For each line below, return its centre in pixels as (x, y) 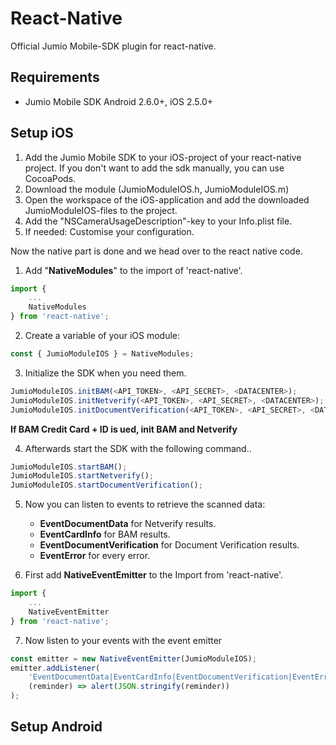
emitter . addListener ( (55, 668)
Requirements (55, 77)
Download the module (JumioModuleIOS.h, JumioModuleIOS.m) (157, 189)
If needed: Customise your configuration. (109, 231)
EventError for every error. (95, 556)
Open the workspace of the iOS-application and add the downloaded (167, 199)
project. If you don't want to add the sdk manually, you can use (154, 168)
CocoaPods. (50, 178)
